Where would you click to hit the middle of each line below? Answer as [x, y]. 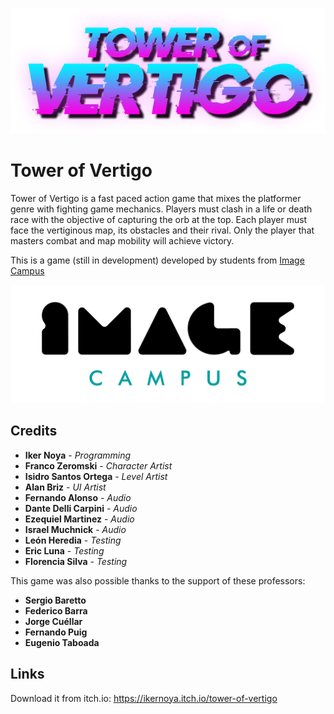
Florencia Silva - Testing [76, 561]
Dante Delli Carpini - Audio [81, 508]
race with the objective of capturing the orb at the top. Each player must [159, 219]
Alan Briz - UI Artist [65, 487]
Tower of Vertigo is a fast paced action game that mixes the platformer [156, 198]
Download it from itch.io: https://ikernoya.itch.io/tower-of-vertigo [144, 698]
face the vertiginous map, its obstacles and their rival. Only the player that [162, 230]
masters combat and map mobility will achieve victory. [122, 240]
